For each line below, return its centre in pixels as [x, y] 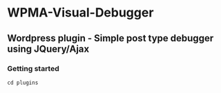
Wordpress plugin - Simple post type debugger [110, 38]
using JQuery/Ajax [48, 49]
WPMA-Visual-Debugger [80, 13]
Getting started [33, 68]
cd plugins [23, 83]
